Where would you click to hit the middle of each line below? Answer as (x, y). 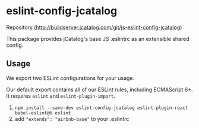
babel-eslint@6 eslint (43, 113)
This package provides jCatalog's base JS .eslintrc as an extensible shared (98, 39)
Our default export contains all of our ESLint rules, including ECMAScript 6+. (99, 89)
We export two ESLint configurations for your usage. (70, 78)
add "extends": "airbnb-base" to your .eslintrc (72, 119)
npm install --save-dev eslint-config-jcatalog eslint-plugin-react (101, 108)
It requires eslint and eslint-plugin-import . (61, 95)
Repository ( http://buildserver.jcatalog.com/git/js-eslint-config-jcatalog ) (94, 27)
